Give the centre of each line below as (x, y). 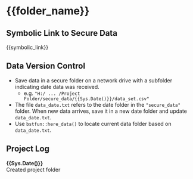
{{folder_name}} (48, 11)
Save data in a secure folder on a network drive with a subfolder (94, 80)
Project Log (28, 149)
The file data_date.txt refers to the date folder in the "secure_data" (97, 104)
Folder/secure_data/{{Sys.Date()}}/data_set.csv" (87, 99)
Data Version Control (46, 66)
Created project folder (33, 169)
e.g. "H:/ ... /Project (52, 93)
